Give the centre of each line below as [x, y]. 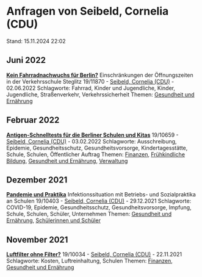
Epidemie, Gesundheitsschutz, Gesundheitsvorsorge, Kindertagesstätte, [97, 148]
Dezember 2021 [37, 180]
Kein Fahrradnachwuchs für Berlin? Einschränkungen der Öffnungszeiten [100, 75]
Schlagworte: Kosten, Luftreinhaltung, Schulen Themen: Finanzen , [89, 261]
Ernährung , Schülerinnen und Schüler [53, 220]
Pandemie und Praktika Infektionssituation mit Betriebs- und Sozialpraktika [101, 195]
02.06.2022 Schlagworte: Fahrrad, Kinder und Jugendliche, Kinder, [91, 88]
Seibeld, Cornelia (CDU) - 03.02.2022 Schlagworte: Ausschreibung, [92, 141]
